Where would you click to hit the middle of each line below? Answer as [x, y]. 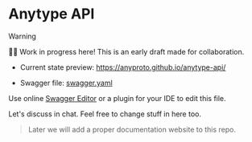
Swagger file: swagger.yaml [66, 83]
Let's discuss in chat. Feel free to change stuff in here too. [105, 114]
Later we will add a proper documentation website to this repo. [132, 129]
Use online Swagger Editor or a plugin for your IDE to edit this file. [118, 98]
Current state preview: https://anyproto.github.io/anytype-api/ [123, 67]
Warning [22, 36]
